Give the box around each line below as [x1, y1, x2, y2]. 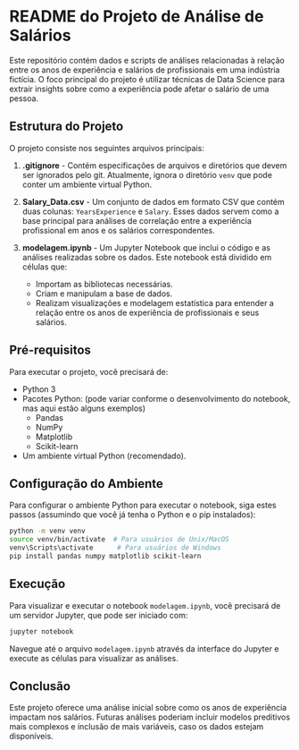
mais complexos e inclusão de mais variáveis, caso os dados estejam [9, 721, 264, 732]
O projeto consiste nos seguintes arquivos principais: [9, 142, 205, 153]
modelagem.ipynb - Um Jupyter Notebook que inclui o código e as [21, 242, 270, 252]
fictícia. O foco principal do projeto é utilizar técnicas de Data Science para [9, 73, 286, 84]
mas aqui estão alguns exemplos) [21, 403, 145, 413]
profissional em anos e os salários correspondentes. [21, 225, 216, 235]
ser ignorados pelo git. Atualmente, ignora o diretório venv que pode [21, 169, 272, 180]
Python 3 [21, 383, 56, 395]
